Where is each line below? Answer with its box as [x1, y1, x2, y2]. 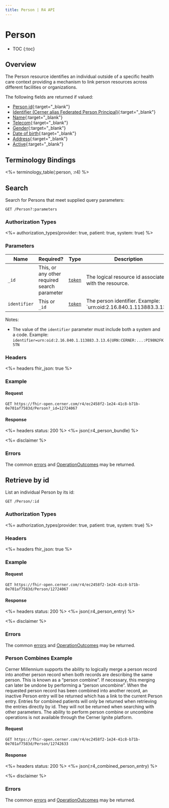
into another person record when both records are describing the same [5, 671, 153, 677]
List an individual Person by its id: [5, 489, 74, 496]
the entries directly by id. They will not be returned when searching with [5, 703, 154, 709]
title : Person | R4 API [5, 7, 55, 13]
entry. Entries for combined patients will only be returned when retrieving [5, 698, 157, 704]
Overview [5, 60, 37, 68]
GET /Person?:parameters [5, 207, 57, 212]
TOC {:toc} [12, 46, 35, 52]
